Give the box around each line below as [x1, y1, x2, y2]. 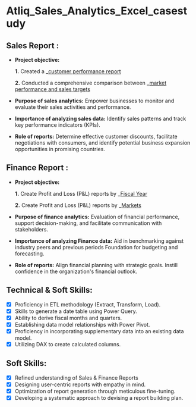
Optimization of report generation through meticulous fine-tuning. [14, 387, 176, 395]
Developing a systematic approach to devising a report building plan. [14, 395, 184, 401]
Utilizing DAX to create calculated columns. [14, 340, 121, 347]
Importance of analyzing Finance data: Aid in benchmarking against [14, 237, 184, 245]
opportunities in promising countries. [14, 146, 105, 152]
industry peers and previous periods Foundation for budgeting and [14, 243, 178, 251]
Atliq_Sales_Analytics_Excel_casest [6, 4, 188, 18]
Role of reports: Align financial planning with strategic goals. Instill [14, 261, 178, 268]
